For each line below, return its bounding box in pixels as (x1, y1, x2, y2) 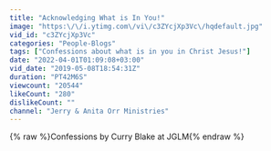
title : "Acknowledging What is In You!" (9, 13, 166, 23)
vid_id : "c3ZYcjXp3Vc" (9, 30, 96, 39)
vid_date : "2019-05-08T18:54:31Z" (9, 65, 141, 74)
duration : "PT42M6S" (9, 73, 89, 82)
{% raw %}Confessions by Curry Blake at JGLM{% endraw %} (9, 131, 245, 142)
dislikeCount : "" (9, 97, 76, 107)
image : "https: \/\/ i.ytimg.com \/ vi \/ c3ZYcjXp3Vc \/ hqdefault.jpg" (9, 22, 263, 31)
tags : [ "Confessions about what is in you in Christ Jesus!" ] (9, 47, 251, 56)
